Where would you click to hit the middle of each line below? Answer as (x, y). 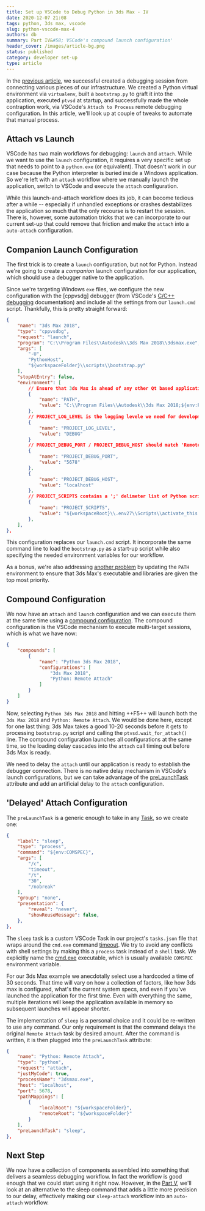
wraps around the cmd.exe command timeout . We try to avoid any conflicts (100, 945)
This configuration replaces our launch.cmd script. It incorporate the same (99, 542)
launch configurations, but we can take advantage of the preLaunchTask (97, 777)
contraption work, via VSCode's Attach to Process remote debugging (94, 106)
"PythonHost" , (46, 360)
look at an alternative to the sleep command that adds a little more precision (102, 1190)
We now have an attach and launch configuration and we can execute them (101, 614)
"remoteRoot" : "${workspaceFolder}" (85, 1114)
